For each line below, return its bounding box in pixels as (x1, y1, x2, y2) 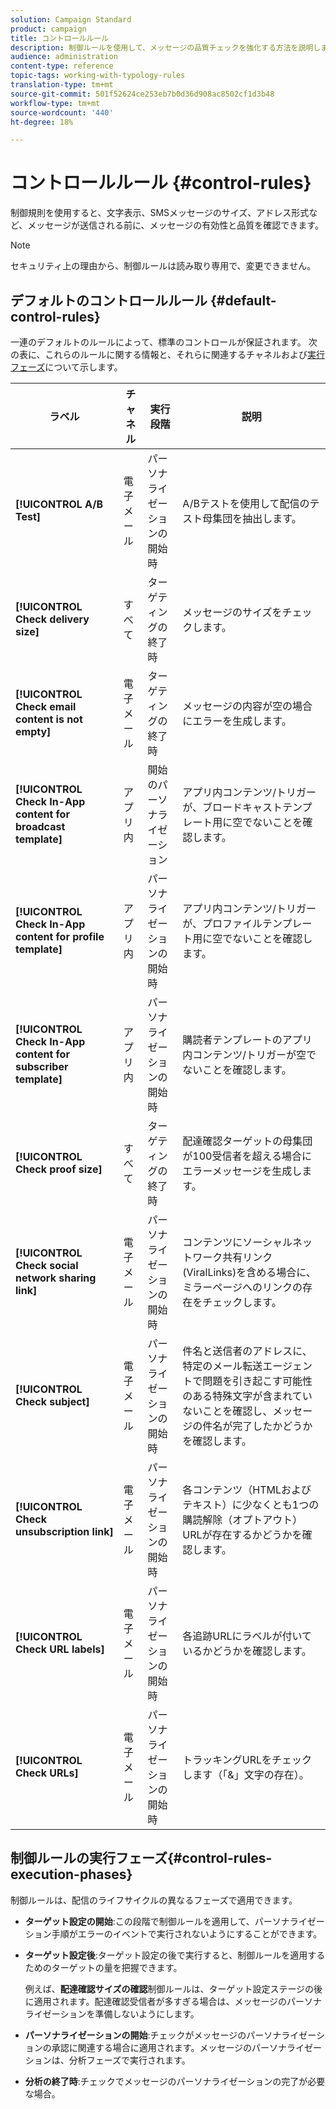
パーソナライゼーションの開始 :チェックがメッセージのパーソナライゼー (24, 2029, 317, 2041)
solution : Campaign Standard (10, 14, 132, 25)
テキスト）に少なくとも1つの (182, 1498, 320, 1511)
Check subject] (15, 1395, 90, 1408)
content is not (15, 712, 83, 726)
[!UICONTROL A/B (15, 497, 104, 511)
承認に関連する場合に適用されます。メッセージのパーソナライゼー (51, 2041, 323, 2053)
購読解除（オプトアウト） (182, 1513, 303, 1526)
